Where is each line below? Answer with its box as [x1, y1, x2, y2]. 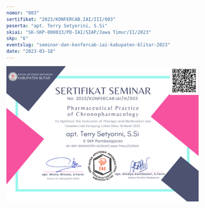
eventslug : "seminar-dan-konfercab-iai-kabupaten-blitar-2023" [6, 42, 171, 48]
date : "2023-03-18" [6, 49, 56, 55]
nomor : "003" [6, 10, 40, 16]
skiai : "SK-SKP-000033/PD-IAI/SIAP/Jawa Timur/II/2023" [6, 29, 151, 35]
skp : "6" [6, 35, 29, 42]
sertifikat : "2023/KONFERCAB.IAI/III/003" [6, 16, 116, 23]
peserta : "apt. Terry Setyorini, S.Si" [6, 23, 108, 29]
